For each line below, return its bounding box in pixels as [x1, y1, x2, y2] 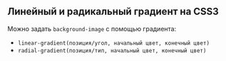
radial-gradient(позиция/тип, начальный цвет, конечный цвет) [17, 47, 207, 54]
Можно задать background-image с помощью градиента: [7, 24, 177, 33]
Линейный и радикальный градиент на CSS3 [7, 6, 219, 18]
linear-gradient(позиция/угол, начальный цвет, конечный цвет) [17, 39, 210, 47]
